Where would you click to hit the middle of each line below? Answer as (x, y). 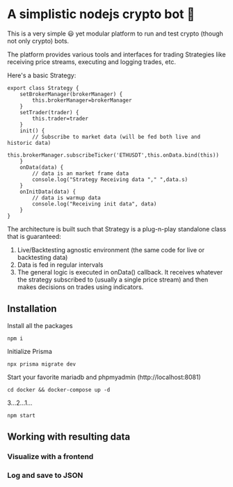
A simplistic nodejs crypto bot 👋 (101, 14)
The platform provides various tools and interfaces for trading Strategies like (116, 54)
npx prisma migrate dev (42, 364)
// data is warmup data (66, 198)
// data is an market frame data (81, 173)
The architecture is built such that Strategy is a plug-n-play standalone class (117, 229)
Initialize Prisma (30, 351)
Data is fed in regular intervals (60, 265)
